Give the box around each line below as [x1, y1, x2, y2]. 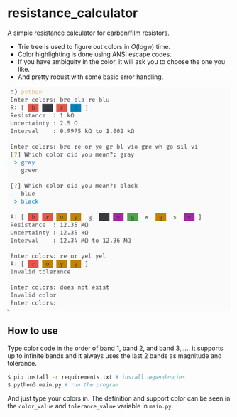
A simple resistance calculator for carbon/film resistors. [7, 28, 170, 37]
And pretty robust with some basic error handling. [17, 73, 164, 81]
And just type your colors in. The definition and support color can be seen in [7, 394, 231, 403]
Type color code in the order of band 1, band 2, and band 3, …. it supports [7, 344, 224, 352]
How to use [7, 325, 58, 337]
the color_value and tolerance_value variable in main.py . [7, 401, 174, 410]
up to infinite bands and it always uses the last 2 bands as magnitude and [7, 351, 222, 360]
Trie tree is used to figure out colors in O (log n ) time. [17, 42, 171, 51]
